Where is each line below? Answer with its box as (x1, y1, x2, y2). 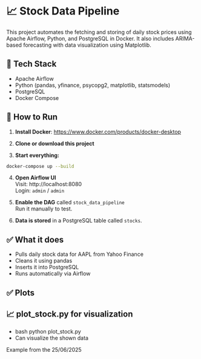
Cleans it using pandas (15, 257, 73, 264)
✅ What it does (6, 234, 64, 245)
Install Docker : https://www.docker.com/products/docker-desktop (15, 128, 182, 135)
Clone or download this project (15, 139, 95, 147)
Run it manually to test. (15, 205, 73, 212)
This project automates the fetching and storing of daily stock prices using (6, 28, 192, 36)
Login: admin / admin (15, 187, 65, 194)
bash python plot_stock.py (15, 328, 82, 335)
